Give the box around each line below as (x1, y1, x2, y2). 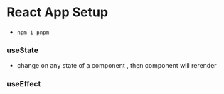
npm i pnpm (16, 29, 50, 36)
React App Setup (6, 4, 108, 20)
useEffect (6, 79, 41, 89)
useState (6, 45, 38, 55)
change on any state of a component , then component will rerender (16, 61, 218, 70)
